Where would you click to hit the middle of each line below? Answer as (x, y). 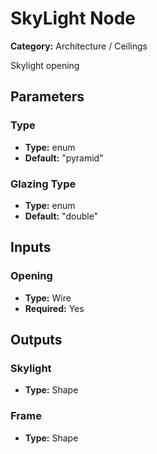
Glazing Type (43, 184)
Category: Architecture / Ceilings (79, 46)
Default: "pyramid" (64, 158)
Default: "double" (61, 216)
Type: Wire (48, 298)
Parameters (47, 97)
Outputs (36, 340)
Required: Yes (54, 308)
